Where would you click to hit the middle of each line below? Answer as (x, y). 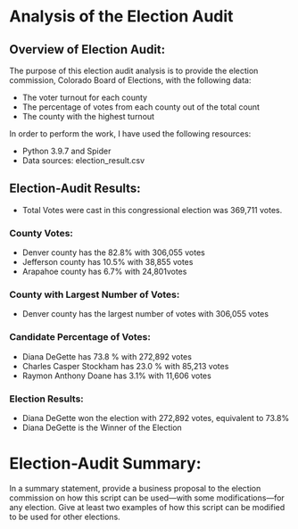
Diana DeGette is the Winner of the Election (102, 427)
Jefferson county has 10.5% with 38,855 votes (108, 262)
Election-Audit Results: (75, 189)
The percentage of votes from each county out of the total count (141, 107)
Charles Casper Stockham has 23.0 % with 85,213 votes (125, 366)
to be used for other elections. (65, 517)
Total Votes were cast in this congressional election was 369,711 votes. (152, 210)
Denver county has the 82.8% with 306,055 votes (113, 252)
